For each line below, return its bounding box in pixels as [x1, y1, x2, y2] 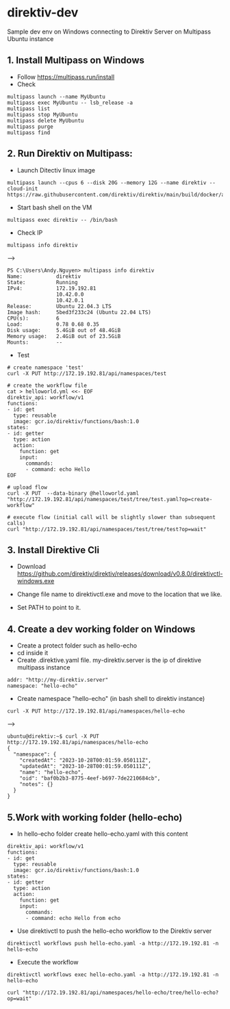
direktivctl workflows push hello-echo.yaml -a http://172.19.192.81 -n [7, 940, 219, 947]
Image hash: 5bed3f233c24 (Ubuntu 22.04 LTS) [7, 309, 152, 316]
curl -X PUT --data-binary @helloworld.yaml [7, 489, 139, 497]
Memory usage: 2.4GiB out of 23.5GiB [7, 333, 121, 340]
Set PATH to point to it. [16, 604, 81, 612]
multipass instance [16, 663, 71, 672]
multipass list [7, 105, 51, 112]
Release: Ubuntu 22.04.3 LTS [7, 303, 112, 309]
